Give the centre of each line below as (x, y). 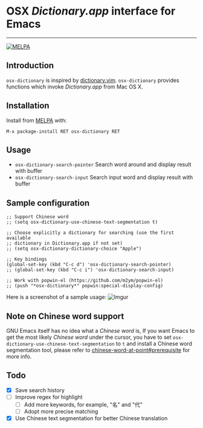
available (19, 238)
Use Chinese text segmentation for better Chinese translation (91, 418)
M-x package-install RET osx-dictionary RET (63, 132)
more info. (19, 356)
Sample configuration (48, 203)
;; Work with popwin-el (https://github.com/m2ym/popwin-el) (85, 281)
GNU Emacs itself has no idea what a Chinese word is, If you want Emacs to (101, 331)
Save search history (40, 390)
